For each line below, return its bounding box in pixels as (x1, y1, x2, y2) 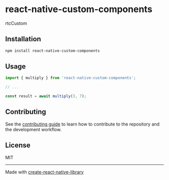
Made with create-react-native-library (5, 169, 84, 175)
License (5, 141, 31, 150)
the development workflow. (5, 126, 62, 132)
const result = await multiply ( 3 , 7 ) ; (5, 94, 87, 99)
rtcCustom (5, 20, 27, 26)
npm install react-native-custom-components (5, 48, 100, 53)
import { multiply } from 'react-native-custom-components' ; (5, 76, 136, 81)
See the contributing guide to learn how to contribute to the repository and (5, 121, 160, 127)
